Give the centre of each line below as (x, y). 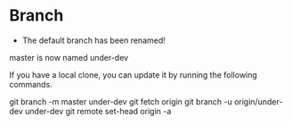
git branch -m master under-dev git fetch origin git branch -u (121, 101)
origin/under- (259, 101)
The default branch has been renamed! (94, 40)
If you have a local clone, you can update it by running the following (134, 75)
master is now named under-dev (69, 57)
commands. (31, 84)
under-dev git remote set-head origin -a (98, 111)
